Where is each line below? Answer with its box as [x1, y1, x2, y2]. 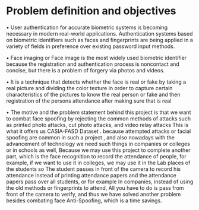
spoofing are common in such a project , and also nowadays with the [6, 133, 175, 141]
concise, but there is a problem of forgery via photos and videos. [6, 66, 165, 74]
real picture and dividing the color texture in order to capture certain [6, 84, 173, 91]
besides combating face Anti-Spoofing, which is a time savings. [6, 197, 162, 204]
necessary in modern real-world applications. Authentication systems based [6, 30, 193, 37]
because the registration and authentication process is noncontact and [6, 61, 179, 68]
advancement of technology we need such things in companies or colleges [6, 140, 190, 147]
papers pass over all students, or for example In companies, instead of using [6, 178, 194, 185]
